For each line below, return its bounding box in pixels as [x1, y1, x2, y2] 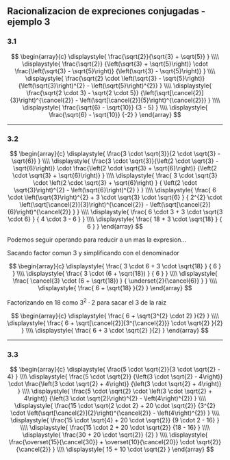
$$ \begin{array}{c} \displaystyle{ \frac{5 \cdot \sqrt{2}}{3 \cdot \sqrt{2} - [10, 365, 220, 373]
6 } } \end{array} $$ [86, 222, 144, 230]
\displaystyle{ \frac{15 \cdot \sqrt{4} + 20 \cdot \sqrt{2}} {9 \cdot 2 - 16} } [10, 416, 220, 424]
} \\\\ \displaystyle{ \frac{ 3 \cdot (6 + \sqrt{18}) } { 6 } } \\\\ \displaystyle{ [12, 269, 218, 277]
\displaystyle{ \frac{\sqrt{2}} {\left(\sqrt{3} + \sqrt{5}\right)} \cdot [21, 60, 209, 68]
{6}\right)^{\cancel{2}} [7, 207, 72, 216]
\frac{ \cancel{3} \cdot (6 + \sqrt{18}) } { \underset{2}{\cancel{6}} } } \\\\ [12, 277, 218, 285]
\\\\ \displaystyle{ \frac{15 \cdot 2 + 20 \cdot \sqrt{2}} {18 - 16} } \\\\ [20, 423, 210, 431]
